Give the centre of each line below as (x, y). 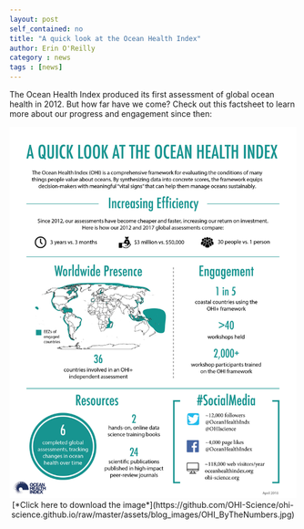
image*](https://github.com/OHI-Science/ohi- (208, 505)
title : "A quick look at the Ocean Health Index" (106, 38)
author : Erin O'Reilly (52, 48)
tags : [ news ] (36, 67)
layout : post (34, 19)
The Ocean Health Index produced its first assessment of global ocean (142, 94)
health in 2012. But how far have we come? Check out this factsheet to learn (152, 104)
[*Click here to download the (66, 505)
